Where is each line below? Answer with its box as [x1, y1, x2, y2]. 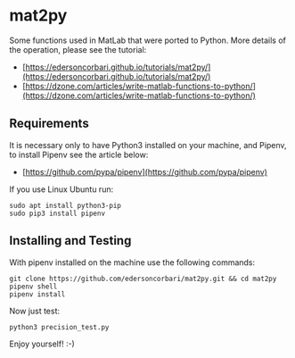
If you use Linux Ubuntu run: [9, 184, 114, 195]
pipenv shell [9, 282, 58, 291]
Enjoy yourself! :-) [9, 338, 76, 349]
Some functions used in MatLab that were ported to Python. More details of [9, 35, 287, 46]
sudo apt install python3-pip [9, 201, 122, 210]
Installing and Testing [9, 233, 132, 248]
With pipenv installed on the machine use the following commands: [9, 256, 256, 268]
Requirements [9, 116, 89, 131]
